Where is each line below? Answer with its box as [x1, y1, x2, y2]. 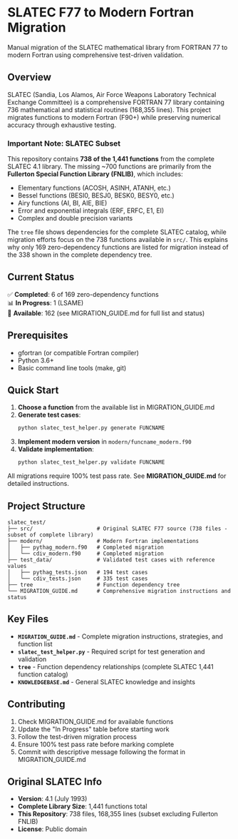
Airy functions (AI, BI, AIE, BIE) [17, 199, 108, 208]
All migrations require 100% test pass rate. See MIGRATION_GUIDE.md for [7, 472, 227, 480]
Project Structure [7, 500, 86, 512]
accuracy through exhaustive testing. [7, 121, 116, 129]
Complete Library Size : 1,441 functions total [17, 802, 148, 810]
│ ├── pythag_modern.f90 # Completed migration [7, 544, 164, 551]
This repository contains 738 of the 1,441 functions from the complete [7, 155, 215, 163]
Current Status [7, 271, 75, 283]
